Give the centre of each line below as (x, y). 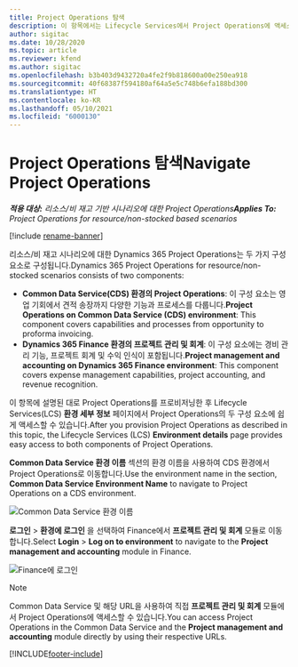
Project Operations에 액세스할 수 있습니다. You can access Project (136, 617)
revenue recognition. (60, 384)
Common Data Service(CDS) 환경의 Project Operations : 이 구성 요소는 (149, 293)
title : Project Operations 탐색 (67, 17)
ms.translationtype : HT (53, 92)
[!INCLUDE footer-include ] (56, 654)
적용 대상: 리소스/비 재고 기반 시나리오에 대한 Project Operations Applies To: (143, 209)
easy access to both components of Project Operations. (111, 445)
